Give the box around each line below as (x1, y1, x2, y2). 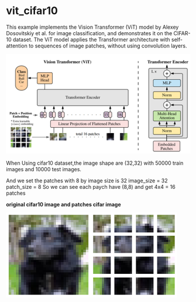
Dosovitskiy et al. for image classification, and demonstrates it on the (6, 29, 173, 36)
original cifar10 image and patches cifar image (6, 201, 121, 208)
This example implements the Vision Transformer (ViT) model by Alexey (6, 23, 179, 30)
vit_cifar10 (6, 4, 59, 18)
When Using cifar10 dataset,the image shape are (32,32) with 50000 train (6, 160, 184, 167)
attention (6, 42, 27, 49)
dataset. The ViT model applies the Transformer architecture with (12, 36, 171, 43)
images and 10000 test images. (6, 165, 82, 172)
